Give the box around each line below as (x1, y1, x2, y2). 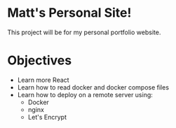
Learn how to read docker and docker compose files (17, 83, 170, 92)
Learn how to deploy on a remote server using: (17, 90, 153, 99)
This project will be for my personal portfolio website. (7, 28, 161, 36)
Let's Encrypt (27, 113, 67, 121)
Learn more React (17, 76, 69, 84)
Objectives (7, 52, 72, 69)
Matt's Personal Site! (7, 5, 132, 21)
